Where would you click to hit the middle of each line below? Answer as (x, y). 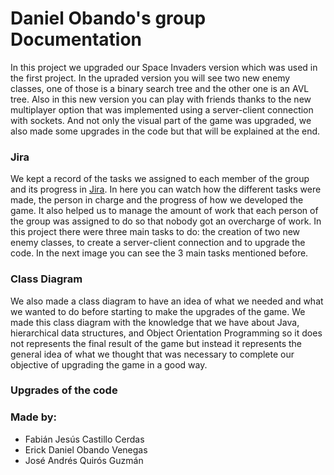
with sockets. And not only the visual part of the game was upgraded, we (161, 120)
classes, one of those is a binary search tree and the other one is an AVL (160, 88)
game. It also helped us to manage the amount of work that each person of (164, 211)
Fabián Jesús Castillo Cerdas (84, 439)
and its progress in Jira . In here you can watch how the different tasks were (166, 189)
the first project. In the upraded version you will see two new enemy (150, 78)
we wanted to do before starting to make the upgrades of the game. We (158, 311)
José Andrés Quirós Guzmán (84, 460)
